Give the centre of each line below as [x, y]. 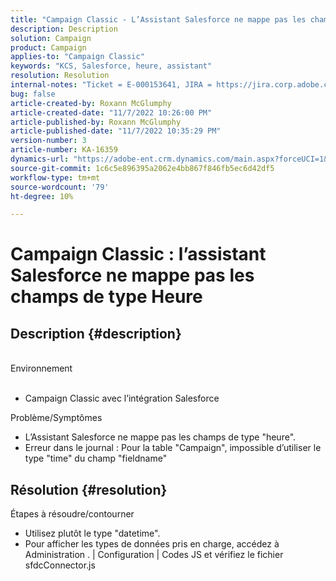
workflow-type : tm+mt [55, 177]
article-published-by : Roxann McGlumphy [96, 122]
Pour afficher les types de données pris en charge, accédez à [152, 544]
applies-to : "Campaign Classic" [77, 57]
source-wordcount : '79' [60, 187]
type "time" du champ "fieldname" [96, 458]
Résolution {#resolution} [89, 489]
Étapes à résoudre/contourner [72, 514]
